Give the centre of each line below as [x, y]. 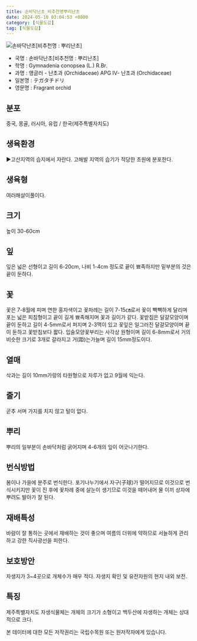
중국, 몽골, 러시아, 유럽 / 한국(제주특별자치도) [58, 124]
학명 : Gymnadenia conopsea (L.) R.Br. [61, 66]
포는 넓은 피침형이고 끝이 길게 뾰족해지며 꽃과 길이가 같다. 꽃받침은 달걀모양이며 [97, 318]
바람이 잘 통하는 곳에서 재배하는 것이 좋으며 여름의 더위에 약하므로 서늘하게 [92, 533]
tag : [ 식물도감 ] [24, 28]
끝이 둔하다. [20, 274]
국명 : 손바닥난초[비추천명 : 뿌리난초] [57, 58]
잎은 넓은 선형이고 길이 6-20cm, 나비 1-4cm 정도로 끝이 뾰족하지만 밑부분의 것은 [99, 267]
